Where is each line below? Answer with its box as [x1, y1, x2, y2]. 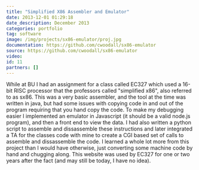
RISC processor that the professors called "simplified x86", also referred [14, 87, 192, 95]
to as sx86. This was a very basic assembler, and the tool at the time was [6, 93, 186, 101]
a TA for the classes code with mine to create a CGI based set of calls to [6, 132, 184, 139]
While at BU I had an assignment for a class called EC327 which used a [6, 81, 182, 88]
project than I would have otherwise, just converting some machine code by [6, 144, 193, 151]
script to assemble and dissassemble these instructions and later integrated [6, 125, 193, 132]
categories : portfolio [6, 25, 63, 32]
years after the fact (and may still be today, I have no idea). [6, 157, 151, 165]
